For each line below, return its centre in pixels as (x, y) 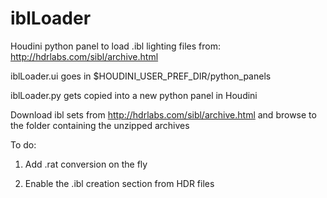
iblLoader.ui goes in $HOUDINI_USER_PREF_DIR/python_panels (141, 76)
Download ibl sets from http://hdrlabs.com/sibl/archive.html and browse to (163, 114)
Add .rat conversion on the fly (86, 164)
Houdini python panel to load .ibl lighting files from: (115, 46)
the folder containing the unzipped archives (100, 125)
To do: (23, 144)
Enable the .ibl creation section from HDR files (119, 183)
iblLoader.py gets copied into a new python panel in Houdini (134, 95)
